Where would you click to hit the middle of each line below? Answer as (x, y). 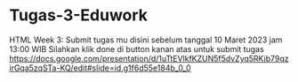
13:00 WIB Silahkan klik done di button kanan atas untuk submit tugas (137, 48)
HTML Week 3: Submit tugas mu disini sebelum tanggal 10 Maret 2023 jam (146, 40)
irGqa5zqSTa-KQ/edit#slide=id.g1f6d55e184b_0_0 (100, 68)
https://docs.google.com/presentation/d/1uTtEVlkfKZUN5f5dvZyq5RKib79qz (149, 58)
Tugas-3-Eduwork (79, 15)
